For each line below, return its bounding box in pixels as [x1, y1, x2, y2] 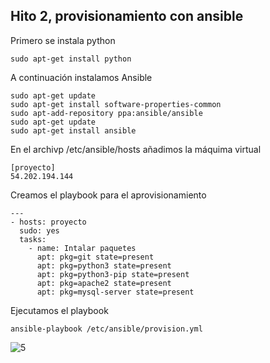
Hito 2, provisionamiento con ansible [10, 8, 244, 25]
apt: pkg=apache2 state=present [36, 278, 172, 288]
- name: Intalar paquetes [28, 243, 137, 253]
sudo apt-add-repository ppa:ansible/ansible [10, 108, 203, 118]
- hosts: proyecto [10, 217, 87, 227]
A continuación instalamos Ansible [10, 71, 153, 83]
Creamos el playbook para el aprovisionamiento [10, 189, 207, 201]
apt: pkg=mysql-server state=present [36, 287, 195, 297]
